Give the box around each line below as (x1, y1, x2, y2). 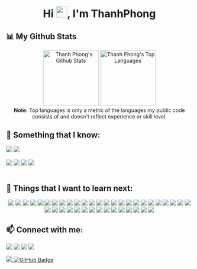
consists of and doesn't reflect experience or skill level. (32, 113, 167, 120)
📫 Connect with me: (6, 225, 83, 235)
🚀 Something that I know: (6, 130, 101, 140)
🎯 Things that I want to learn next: (6, 184, 133, 194)
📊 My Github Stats (6, 31, 77, 41)
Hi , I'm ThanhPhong (43, 7, 156, 21)
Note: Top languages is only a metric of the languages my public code (14, 107, 185, 114)
